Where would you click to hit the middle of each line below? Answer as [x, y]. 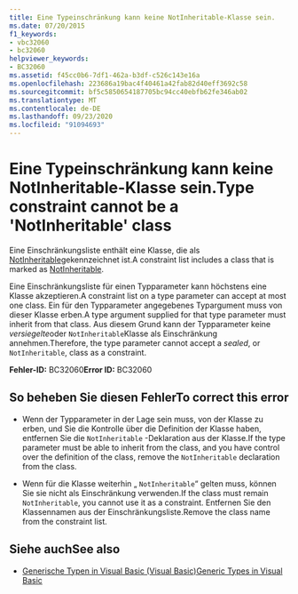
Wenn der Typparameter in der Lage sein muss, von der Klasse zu [143, 419]
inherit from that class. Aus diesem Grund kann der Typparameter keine [140, 324]
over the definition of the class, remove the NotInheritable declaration [151, 457]
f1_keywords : [33, 34]
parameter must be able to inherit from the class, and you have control [151, 447]
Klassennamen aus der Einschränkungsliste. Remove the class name [146, 511]
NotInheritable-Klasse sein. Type [132, 188]
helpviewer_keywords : [49, 59]
